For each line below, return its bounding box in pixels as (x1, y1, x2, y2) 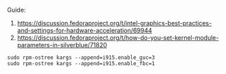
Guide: (7, 6, 26, 14)
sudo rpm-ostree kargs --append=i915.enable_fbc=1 (7, 60, 155, 67)
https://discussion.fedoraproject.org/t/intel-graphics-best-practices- (16, 19, 212, 27)
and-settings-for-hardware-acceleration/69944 (16, 27, 152, 34)
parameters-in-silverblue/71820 (16, 41, 108, 49)
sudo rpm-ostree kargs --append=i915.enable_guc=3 (7, 54, 155, 61)
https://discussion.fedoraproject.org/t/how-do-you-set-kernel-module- (16, 34, 219, 42)
